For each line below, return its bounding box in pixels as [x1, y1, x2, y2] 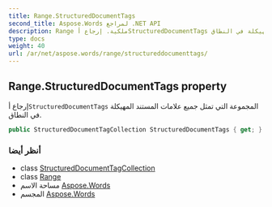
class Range [19, 171, 62, 181]
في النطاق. [8, 110, 42, 119]
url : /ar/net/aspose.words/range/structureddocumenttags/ [8, 50, 208, 58]
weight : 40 [8, 42, 45, 50]
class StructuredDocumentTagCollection [19, 163, 155, 173]
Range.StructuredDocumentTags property [8, 80, 227, 93]
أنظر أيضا [8, 144, 41, 156]
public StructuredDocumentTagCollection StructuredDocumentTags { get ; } [8, 125, 263, 134]
